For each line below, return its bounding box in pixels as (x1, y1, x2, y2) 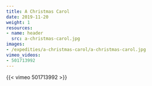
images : (6, 42, 25, 47)
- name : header (6, 30, 44, 36)
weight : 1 (6, 19, 31, 25)
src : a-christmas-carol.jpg (11, 36, 81, 42)
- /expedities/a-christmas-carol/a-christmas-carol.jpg (6, 47, 146, 53)
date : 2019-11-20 (6, 14, 49, 20)
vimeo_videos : (6, 52, 41, 58)
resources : (6, 25, 33, 31)
